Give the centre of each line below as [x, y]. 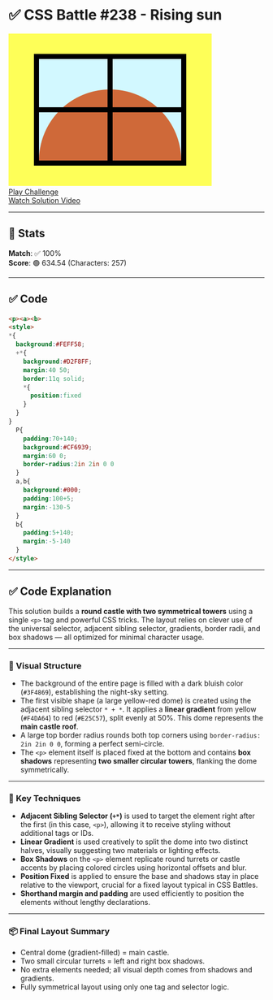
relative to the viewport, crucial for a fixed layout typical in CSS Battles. [139, 885]
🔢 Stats [27, 234]
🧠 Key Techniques [45, 798]
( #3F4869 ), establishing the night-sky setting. [94, 692]
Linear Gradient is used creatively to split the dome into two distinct [134, 842]
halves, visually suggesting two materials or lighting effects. [120, 851]
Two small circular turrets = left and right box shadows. [113, 961]
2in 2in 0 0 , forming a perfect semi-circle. [92, 744]
